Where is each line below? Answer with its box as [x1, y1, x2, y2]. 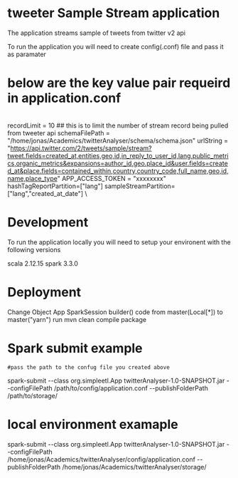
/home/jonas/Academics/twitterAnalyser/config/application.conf [7, 454, 195, 464]
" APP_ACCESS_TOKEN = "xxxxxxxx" [57, 174, 167, 182]
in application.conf [7, 90, 121, 106]
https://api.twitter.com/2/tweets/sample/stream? [10, 144, 152, 152]
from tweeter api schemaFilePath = [7, 128, 110, 137]
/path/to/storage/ [7, 391, 58, 400]
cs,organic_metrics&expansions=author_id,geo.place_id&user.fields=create [7, 159, 229, 167]
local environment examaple [7, 416, 179, 432]
